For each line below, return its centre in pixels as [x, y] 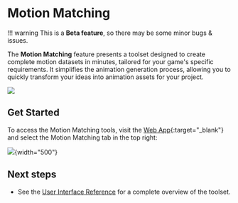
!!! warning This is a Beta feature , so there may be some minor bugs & [110, 33]
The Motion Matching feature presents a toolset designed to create [107, 54]
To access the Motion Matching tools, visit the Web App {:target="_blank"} [115, 130]
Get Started [33, 113]
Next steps [32, 175]
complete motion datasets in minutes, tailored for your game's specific [111, 61]
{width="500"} [36, 152]
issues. [18, 40]
